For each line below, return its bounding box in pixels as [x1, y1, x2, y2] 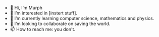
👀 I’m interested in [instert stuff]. [10, 10, 77, 16]
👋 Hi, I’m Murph [10, 5, 43, 10]
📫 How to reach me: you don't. [10, 26, 76, 32]
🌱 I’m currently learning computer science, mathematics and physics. [10, 15, 154, 21]
